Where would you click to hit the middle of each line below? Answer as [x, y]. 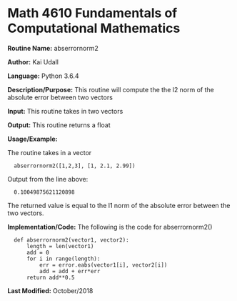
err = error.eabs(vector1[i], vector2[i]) [103, 265]
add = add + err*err [70, 271]
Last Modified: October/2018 [50, 290]
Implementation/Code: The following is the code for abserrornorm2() [110, 227]
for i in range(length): [63, 259]
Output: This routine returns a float [59, 125]
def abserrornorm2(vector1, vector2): [72, 240]
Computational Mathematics [94, 28]
